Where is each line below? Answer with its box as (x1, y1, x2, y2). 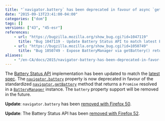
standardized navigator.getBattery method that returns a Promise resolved (5, 81, 157, 87)
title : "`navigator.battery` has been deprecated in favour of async (5, 7, 151, 12)
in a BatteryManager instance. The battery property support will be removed (5, 86, 159, 92)
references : (5, 30, 29, 35)
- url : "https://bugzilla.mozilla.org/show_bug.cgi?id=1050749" (14, 44, 148, 48)
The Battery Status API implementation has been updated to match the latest (5, 71, 160, 76)
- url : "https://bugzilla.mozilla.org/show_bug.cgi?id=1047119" (14, 35, 148, 40)
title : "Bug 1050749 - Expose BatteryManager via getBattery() (18, 48, 151, 53)
